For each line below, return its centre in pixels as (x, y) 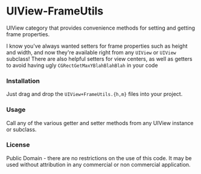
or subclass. (21, 129)
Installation (23, 81)
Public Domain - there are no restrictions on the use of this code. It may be (99, 158)
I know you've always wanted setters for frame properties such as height (97, 46)
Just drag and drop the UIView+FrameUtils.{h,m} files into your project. (94, 94)
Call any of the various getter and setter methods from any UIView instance (100, 123)
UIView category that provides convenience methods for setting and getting (101, 28)
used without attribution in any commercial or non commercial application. (99, 164)
